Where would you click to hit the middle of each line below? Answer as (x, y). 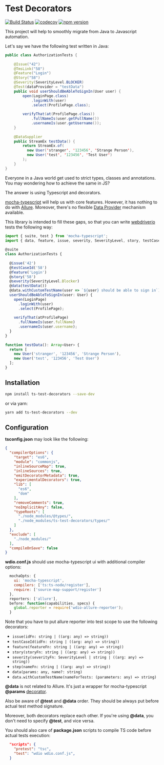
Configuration (27, 427)
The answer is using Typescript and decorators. (53, 192)
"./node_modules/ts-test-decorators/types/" (64, 521)
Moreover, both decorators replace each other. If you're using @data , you (79, 716)
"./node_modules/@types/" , (45, 516)
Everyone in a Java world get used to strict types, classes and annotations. (81, 178)
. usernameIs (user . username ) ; (48, 327)
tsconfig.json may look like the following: (47, 439)
